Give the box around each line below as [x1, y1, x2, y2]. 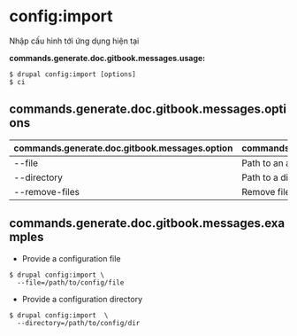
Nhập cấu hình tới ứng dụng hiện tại [9, 35, 140, 46]
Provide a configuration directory [21, 293, 143, 304]
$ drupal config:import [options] [9, 69, 137, 79]
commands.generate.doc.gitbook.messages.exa [9, 215, 286, 231]
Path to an [241, 157, 285, 169]
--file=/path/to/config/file [17, 277, 125, 287]
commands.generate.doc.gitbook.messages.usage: [9, 52, 206, 63]
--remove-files [13, 185, 80, 198]
